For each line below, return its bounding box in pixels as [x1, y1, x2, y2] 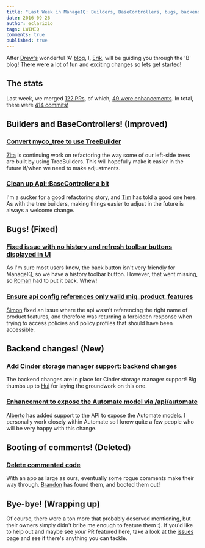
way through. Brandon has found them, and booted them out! [6, 481, 160, 489]
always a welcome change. [6, 206, 75, 214]
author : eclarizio [6, 20, 53, 26]
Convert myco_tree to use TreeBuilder [6, 137, 121, 146]
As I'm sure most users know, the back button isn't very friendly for [6, 264, 176, 271]
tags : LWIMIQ [6, 26, 40, 32]
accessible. [6, 326, 35, 333]
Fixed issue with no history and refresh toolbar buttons [6, 242, 173, 251]
